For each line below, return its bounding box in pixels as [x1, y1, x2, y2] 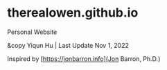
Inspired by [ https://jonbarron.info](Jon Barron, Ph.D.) [7, 54, 161, 63]
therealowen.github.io [7, 5, 139, 21]
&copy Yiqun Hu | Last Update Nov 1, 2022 [7, 41, 130, 49]
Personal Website [7, 28, 58, 36]
